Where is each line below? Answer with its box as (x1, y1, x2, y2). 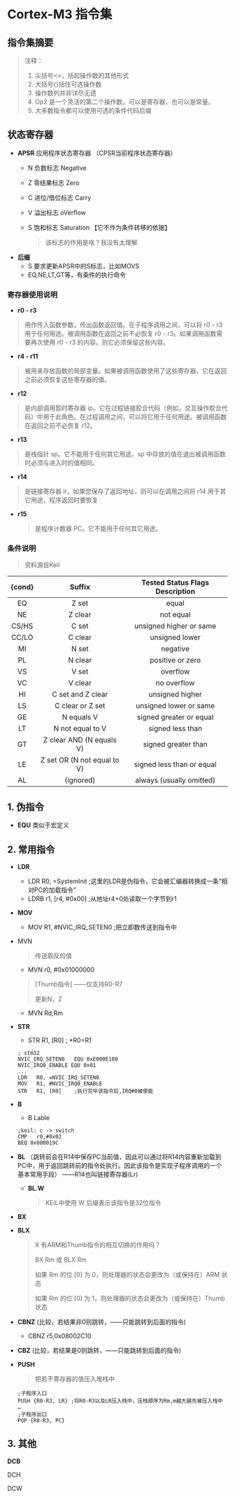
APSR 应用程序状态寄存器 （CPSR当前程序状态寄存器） (17, 149, 177, 157)
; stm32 (17, 1049, 40, 1057)
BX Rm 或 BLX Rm (34, 1255, 87, 1264)
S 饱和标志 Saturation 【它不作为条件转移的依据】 (27, 223, 171, 231)
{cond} (10, 583, 34, 592)
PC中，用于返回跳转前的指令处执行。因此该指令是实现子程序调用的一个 (17, 1162, 222, 1170)
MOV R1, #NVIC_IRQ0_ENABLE (17, 1080, 103, 1087)
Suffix (69, 583, 91, 592)
